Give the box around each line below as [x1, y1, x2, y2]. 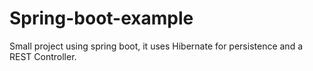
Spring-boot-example [9, 7, 194, 30]
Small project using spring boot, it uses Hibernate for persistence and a [9, 40, 304, 52]
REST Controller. [9, 50, 77, 62]
